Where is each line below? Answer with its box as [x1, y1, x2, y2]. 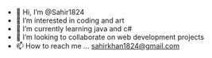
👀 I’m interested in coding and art [15, 16, 125, 25]
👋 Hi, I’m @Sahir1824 [15, 8, 85, 16]
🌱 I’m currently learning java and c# [15, 24, 133, 33]
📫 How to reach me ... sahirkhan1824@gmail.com [15, 42, 180, 50]
